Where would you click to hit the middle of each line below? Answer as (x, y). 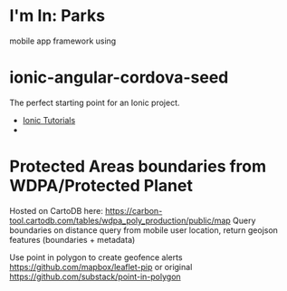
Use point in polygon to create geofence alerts (96, 257)
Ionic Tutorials (49, 120)
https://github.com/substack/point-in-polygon (95, 276)
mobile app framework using (63, 41)
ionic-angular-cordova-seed (119, 78)
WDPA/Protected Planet (101, 186)
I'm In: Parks (57, 16)
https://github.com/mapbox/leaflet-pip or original (101, 267)
